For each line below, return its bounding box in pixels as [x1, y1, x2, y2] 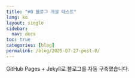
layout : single [6, 20, 44, 26]
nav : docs [11, 31, 36, 37]
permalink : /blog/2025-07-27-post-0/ [6, 48, 100, 54]
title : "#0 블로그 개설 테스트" [6, 8, 76, 15]
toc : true [6, 37, 31, 43]
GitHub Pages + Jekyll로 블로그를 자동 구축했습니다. [6, 65, 130, 72]
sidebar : [6, 25, 28, 32]
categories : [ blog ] [6, 43, 55, 49]
